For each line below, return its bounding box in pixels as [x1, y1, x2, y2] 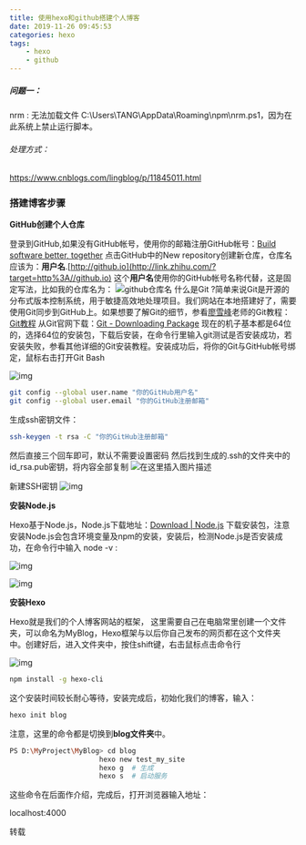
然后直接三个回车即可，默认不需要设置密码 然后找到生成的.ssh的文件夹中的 [9, 450, 291, 461]
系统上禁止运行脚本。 [16, 120, 97, 132]
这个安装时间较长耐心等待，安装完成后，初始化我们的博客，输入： [9, 692, 257, 703]
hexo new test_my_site [98, 755, 185, 764]
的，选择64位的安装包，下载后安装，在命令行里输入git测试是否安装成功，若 [9, 330, 293, 341]
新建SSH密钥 [9, 481, 58, 492]
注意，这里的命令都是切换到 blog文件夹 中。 [9, 728, 171, 738]
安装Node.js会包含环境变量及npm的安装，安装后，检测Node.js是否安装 [9, 531, 276, 542]
